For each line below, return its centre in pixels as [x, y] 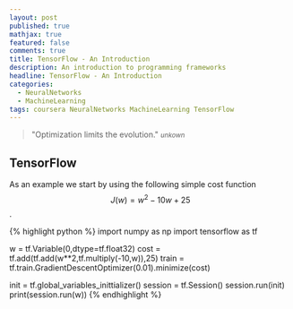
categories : [31, 84]
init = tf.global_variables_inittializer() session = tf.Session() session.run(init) [147, 285]
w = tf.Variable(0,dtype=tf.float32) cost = [85, 248]
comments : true [38, 51]
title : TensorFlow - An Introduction [80, 59]
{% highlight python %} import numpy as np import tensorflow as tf [134, 231]
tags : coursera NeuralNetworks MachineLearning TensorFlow [122, 109]
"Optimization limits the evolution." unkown [108, 134]
